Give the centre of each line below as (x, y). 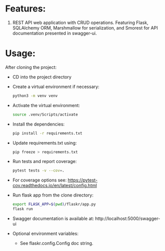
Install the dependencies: (39, 124)
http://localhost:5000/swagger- (128, 218)
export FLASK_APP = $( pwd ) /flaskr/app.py (54, 204)
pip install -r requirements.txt (47, 133)
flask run (23, 209)
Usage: (21, 53)
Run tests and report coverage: (44, 161)
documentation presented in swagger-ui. (55, 33)
